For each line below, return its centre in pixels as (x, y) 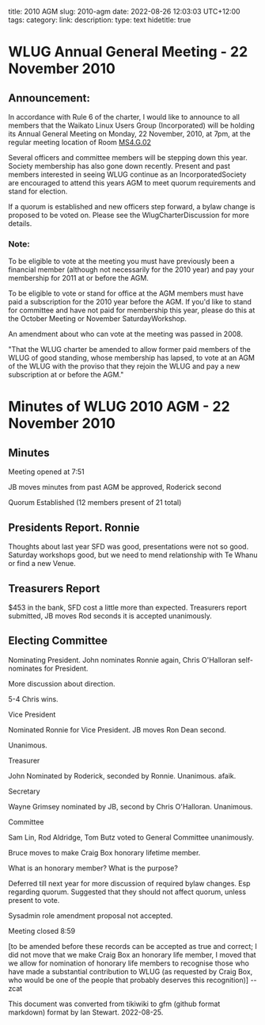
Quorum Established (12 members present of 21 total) (95, 503)
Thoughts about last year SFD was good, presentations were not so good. (129, 547)
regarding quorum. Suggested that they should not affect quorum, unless (127, 892)
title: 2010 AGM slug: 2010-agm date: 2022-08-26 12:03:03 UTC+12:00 (124, 11)
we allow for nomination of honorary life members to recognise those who (129, 963)
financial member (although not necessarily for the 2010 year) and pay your (131, 270)
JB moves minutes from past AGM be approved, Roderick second (115, 488)
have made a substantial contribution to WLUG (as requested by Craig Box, (131, 971)
